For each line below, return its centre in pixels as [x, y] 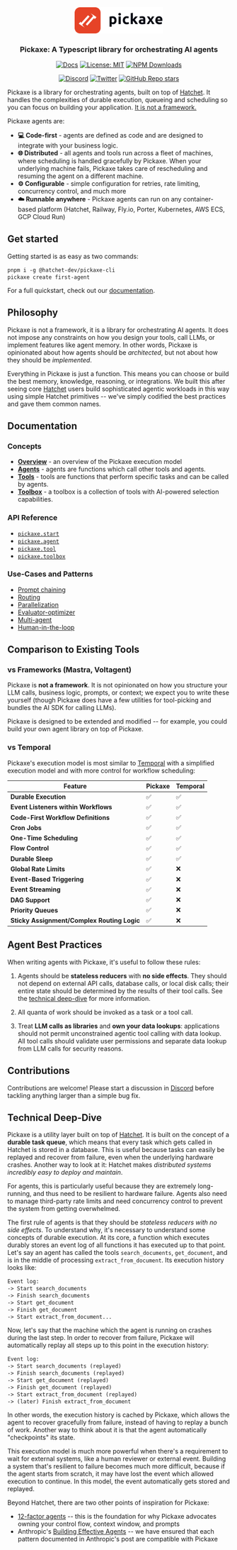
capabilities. [35, 499]
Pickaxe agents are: [36, 121]
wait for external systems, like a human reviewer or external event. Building [117, 1459]
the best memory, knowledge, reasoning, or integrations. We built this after [116, 381]
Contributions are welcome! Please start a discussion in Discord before [111, 1087]
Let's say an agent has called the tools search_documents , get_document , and [117, 1253]
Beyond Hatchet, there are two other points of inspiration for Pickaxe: [109, 1502]
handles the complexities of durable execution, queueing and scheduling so [117, 99]
